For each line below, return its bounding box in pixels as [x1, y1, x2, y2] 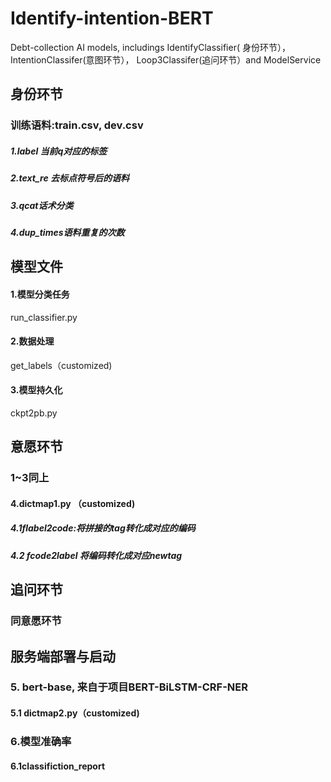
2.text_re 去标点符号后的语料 [10, 172, 130, 184]
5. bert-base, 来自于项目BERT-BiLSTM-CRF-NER [10, 680, 248, 694]
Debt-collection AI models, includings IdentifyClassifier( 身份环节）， [10, 41, 291, 53]
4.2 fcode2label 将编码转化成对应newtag [10, 549, 183, 561]
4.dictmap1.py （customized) [10, 497, 136, 509]
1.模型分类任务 [10, 288, 70, 300]
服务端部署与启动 [10, 648, 116, 665]
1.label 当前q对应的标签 [10, 145, 108, 157]
